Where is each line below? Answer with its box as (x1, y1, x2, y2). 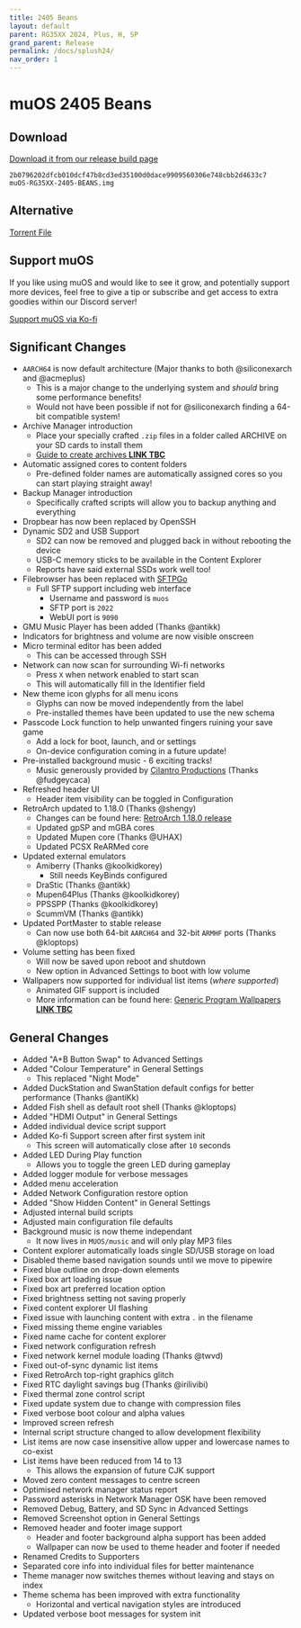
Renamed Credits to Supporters (22, 1552, 140, 1562)
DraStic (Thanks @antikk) (35, 879, 131, 891)
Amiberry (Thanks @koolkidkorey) (35, 860, 164, 871)
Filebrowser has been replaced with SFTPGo (22, 573, 188, 585)
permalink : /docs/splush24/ (9, 47, 115, 56)
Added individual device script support (22, 1121, 166, 1132)
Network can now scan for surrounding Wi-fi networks (22, 660, 226, 670)
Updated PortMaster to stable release (22, 918, 162, 929)
